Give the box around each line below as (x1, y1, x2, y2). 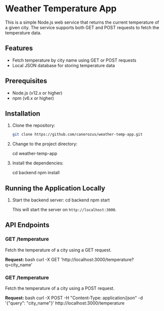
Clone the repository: (12, 122, 56, 128)
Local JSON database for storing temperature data (12, 62, 115, 68)
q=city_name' (5, 262, 33, 268)
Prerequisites (5, 77, 47, 85)
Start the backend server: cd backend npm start (12, 197, 110, 203)
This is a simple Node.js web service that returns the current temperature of (5, 19, 159, 25)
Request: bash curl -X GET (5, 256, 60, 262)
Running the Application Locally (5, 184, 105, 193)
